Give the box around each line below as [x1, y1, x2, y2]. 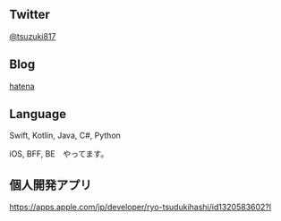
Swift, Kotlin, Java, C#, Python [9, 130, 121, 141]
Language [9, 106, 67, 122]
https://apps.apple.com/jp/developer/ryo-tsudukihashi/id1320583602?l [9, 201, 271, 213]
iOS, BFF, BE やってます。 [9, 149, 109, 159]
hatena [9, 81, 35, 91]
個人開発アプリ [9, 177, 92, 192]
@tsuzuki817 [9, 30, 56, 41]
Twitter [9, 7, 51, 22]
